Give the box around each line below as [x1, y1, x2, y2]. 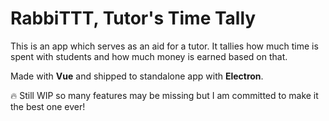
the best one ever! [10, 100, 86, 112]
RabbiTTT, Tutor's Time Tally [10, 7, 257, 30]
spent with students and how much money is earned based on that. [10, 50, 288, 62]
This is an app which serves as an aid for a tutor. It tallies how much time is [10, 40, 319, 52]
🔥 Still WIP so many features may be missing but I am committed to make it [10, 89, 319, 101]
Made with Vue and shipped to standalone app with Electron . [10, 70, 264, 82]
